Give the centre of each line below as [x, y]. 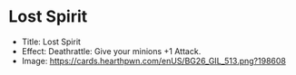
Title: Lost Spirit [51, 42]
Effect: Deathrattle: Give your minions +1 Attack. [111, 51]
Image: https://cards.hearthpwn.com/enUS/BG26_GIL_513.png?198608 [154, 61]
